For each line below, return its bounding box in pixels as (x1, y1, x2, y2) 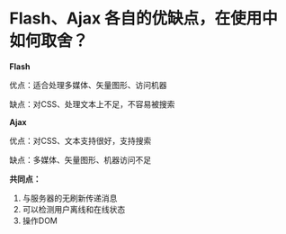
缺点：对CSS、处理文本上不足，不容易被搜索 (9, 98, 175, 109)
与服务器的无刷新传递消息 (22, 193, 118, 203)
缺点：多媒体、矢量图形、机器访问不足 (9, 154, 151, 165)
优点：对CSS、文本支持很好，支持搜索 (9, 135, 152, 146)
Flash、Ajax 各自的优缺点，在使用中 (9, 8, 279, 29)
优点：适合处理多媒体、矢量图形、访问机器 (9, 79, 167, 90)
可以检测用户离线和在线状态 (22, 203, 126, 214)
